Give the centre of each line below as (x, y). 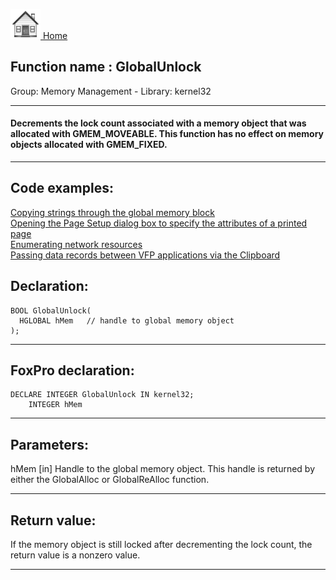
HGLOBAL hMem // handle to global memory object (127, 320)
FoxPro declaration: (72, 370)
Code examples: (62, 188)
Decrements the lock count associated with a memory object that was (158, 123)
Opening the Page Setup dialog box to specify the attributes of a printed (159, 223)
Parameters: (49, 444)
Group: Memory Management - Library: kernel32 (111, 91)
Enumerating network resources (76, 244)
